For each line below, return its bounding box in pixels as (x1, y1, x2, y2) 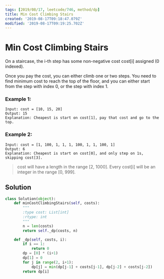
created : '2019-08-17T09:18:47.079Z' (5, 16, 82, 21)
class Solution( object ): (5, 196, 56, 201)
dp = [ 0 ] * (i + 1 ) (23, 251, 58, 256)
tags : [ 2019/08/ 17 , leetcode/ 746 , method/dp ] (5, 7, 100, 12)
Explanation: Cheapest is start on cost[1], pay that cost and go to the (5, 115, 160, 120)
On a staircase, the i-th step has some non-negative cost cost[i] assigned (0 (5, 58, 160, 64)
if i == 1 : (23, 242, 45, 247)
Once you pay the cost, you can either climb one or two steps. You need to (5, 73, 157, 79)
